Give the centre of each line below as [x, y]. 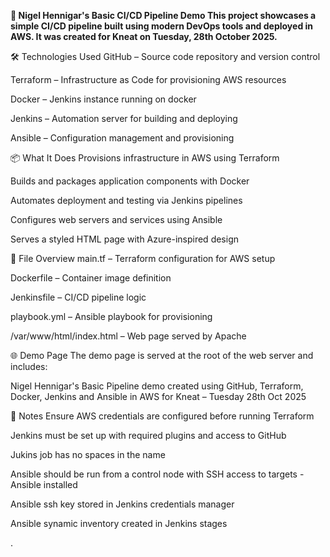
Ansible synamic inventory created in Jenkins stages [119, 523]
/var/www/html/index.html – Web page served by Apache [128, 336]
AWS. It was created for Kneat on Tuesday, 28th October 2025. [144, 36]
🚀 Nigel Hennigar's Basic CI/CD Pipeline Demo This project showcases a [163, 15]
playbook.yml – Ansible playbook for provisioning [111, 316]
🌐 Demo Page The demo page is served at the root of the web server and [162, 355]
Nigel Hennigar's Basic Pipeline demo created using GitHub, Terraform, [157, 386]
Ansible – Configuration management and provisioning [122, 138]
